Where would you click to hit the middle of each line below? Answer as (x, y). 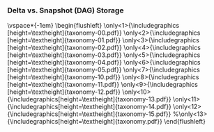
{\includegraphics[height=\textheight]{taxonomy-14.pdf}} (90, 107)
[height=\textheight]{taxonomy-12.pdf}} (64, 92)
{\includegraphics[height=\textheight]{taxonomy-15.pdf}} (89, 114)
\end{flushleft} (184, 122)
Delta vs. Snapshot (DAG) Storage (66, 10)
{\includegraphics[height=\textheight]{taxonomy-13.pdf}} (90, 99)
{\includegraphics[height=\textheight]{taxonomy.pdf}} (85, 122)
